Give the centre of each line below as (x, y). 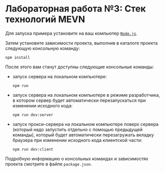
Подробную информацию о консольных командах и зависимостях (77, 158)
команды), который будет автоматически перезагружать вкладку (83, 135)
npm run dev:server (33, 115)
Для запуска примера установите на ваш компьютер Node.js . (71, 33)
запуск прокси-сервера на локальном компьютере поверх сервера (86, 124)
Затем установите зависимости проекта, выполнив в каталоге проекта (81, 43)
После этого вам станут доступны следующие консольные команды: (79, 67)
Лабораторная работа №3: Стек (75, 9)
